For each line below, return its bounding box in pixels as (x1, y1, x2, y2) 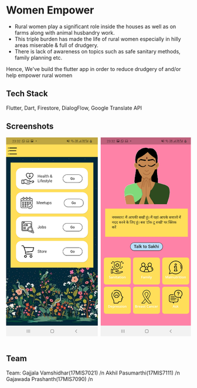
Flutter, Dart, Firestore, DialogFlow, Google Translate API (6, 104, 142, 112)
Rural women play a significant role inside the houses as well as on (14, 23, 176, 30)
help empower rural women (6, 72, 73, 79)
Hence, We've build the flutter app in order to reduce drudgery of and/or (6, 65, 181, 72)
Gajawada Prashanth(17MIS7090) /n (6, 375, 93, 382)
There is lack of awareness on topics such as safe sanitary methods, (14, 48, 181, 55)
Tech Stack (6, 89, 48, 99)
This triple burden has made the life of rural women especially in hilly (14, 35, 181, 42)
